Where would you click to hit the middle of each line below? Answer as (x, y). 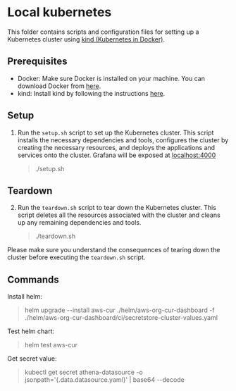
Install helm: (25, 297)
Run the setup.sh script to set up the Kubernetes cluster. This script (116, 132)
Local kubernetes (60, 12)
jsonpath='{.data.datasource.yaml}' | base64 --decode (104, 380)
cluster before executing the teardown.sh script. (76, 257)
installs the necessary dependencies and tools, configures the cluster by (123, 140)
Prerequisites (37, 62)
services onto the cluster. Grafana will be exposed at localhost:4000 (117, 155)
